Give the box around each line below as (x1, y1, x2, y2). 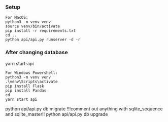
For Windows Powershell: (5, 70, 58, 75)
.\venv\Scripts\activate (5, 79, 58, 84)
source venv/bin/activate (5, 24, 60, 29)
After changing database (5, 49, 68, 56)
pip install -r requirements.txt (5, 28, 76, 33)
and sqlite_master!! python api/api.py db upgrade (5, 111, 108, 117)
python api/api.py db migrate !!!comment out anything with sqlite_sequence (5, 105, 163, 112)
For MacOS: (5, 15, 28, 20)
